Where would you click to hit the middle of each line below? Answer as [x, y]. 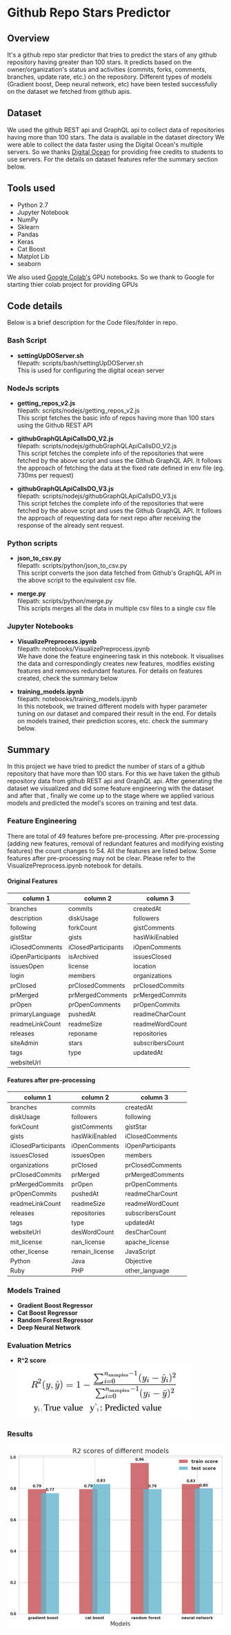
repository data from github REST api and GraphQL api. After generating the [115, 781]
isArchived [83, 956]
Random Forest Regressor [55, 1320]
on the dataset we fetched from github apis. [69, 92]
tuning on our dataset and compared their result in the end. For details [117, 714]
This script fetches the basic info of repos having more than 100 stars [116, 418]
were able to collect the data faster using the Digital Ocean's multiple [105, 144]
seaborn [29, 263]
